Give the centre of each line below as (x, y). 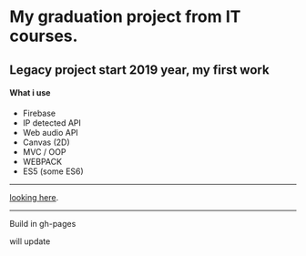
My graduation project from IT (125, 17)
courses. (44, 36)
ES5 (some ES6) (53, 171)
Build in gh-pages (43, 223)
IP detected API (52, 123)
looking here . (34, 197)
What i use (30, 93)
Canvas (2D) (46, 142)
